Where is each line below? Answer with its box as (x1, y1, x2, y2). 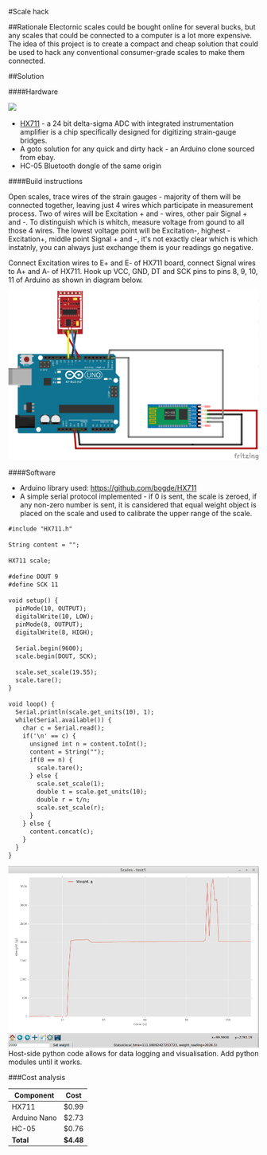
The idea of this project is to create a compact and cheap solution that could (8, 39, 258, 49)
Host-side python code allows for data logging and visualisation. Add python (8, 1049, 259, 1059)
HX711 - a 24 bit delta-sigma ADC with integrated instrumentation (19, 119, 234, 128)
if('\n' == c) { (22, 732, 77, 740)
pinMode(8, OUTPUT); (15, 621, 83, 628)
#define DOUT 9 (8, 573, 59, 581)
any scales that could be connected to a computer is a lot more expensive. (8, 31, 253, 40)
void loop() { (8, 700, 56, 708)
